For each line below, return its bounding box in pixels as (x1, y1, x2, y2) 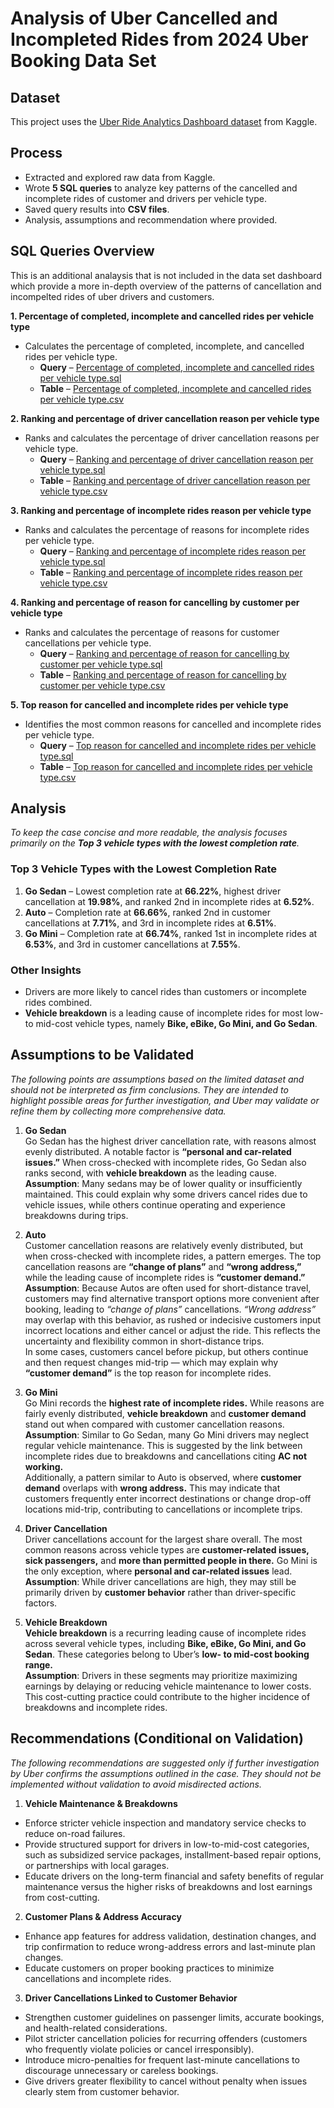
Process (10, 145, 63, 162)
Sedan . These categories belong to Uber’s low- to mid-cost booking (24, 1648, 310, 1660)
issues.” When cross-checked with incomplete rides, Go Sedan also (24, 1156, 307, 1168)
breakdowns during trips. (24, 1209, 129, 1221)
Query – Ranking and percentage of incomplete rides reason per (39, 545, 307, 557)
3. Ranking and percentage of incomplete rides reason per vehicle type (10, 504, 312, 516)
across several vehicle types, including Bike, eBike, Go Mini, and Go (24, 1637, 307, 1649)
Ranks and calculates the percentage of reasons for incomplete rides (24, 523, 310, 536)
